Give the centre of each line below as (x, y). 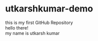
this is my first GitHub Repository (39, 22)
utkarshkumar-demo (49, 9)
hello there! (17, 27)
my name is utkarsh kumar (32, 33)
